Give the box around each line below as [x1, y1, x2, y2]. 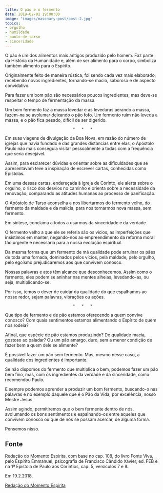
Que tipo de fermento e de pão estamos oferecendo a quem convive [5, 312, 143, 318]
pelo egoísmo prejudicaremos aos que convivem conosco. [5, 259, 123, 265]
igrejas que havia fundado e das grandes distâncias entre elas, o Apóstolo [5, 140, 154, 146]
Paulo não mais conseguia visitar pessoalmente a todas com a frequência [5, 145, 153, 151]
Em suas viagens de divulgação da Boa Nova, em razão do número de [5, 135, 146, 141]
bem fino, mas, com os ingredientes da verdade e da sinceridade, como [5, 371, 150, 377]
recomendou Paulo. [5, 377, 45, 383]
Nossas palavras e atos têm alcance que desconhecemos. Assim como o [5, 269, 152, 275]
